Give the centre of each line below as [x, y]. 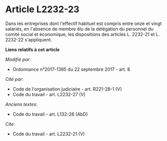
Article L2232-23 [42, 9]
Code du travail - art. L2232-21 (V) [49, 134]
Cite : [10, 124]
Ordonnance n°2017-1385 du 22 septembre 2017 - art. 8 [71, 69]
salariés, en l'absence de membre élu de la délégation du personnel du [79, 29]
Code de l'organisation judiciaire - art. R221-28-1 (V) [67, 89]
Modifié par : [18, 59]
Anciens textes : [22, 104]
